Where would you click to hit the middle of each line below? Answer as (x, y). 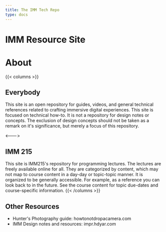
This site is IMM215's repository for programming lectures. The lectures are (83, 164)
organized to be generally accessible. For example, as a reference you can (82, 180)
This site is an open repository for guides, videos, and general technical (79, 104)
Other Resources (32, 207)
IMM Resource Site (45, 40)
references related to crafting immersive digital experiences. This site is (79, 110)
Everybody (23, 93)
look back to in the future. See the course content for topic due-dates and (82, 185)
